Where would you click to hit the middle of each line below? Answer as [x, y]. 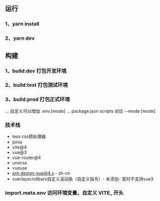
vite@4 [19, 147]
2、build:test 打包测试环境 [36, 85]
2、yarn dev [20, 38]
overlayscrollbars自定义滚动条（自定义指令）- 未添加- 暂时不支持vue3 [83, 179]
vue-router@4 [26, 157]
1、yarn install [22, 24]
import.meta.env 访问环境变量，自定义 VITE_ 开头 [64, 193]
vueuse [20, 168]
